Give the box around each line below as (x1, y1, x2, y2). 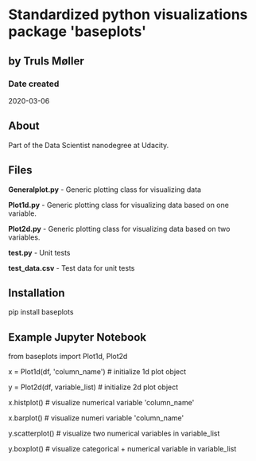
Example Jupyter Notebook (8, 330, 147, 344)
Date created (8, 78, 60, 89)
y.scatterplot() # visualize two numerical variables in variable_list (8, 428, 220, 439)
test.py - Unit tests (8, 248, 71, 257)
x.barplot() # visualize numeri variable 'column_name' (8, 413, 184, 423)
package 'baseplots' (8, 22, 147, 41)
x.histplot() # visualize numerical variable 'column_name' (8, 398, 195, 408)
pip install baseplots (8, 307, 74, 317)
